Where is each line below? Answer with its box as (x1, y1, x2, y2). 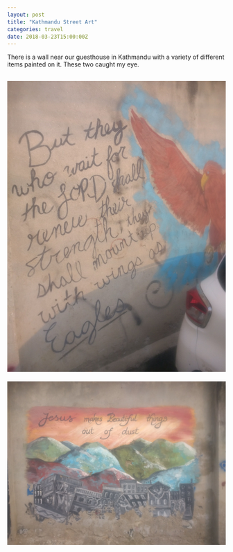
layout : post (7, 11, 45, 18)
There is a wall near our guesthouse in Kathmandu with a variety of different (7, 53, 225, 62)
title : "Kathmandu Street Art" (7, 18, 98, 26)
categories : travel (7, 26, 64, 33)
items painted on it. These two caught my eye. (7, 60, 139, 69)
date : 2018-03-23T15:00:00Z (7, 33, 89, 40)
